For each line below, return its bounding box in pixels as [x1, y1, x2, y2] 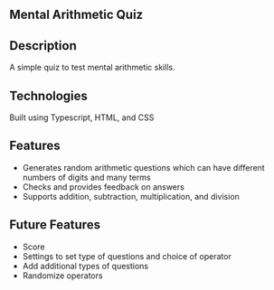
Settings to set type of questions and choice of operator [22, 250, 232, 261]
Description [9, 38, 77, 53]
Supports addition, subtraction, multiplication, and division [22, 191, 240, 201]
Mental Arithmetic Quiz [9, 7, 144, 23]
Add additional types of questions [22, 260, 149, 271]
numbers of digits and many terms [22, 172, 151, 182]
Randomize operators [22, 270, 103, 281]
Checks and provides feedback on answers [22, 181, 185, 192]
